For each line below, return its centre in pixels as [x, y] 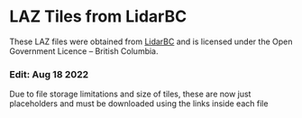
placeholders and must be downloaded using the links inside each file [139, 104]
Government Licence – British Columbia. [84, 50]
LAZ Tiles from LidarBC [98, 17]
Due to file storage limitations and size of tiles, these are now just [130, 94]
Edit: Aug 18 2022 [49, 74]
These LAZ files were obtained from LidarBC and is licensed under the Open [151, 41]
